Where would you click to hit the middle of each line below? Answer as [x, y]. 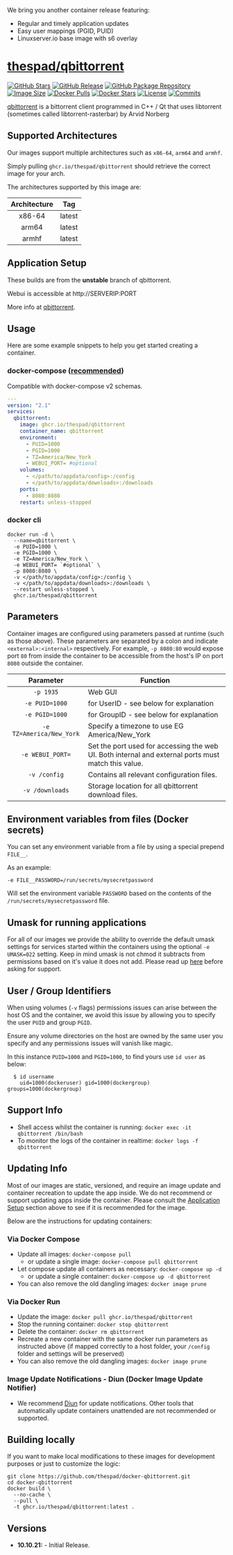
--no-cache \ [32, 1495]
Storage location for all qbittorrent [143, 786]
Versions [27, 1528]
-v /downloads [46, 790]
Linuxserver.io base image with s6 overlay [77, 38]
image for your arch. [36, 173]
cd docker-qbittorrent [40, 1483]
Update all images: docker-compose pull [74, 1254]
